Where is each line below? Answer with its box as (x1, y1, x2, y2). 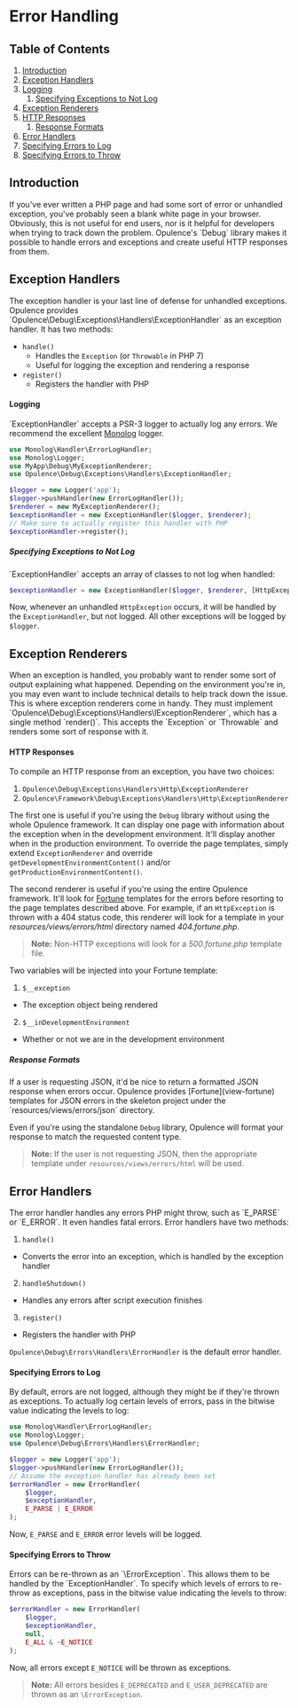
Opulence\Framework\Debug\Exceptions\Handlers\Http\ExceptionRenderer (21, 795, 289, 803)
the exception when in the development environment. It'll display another (9, 829, 276, 840)
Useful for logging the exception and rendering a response (35, 359, 250, 370)
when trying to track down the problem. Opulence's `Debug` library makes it (9, 227, 287, 238)
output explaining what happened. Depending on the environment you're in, (9, 679, 286, 690)
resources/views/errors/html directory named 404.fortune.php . (9, 921, 240, 932)
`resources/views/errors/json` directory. (9, 1105, 155, 1116)
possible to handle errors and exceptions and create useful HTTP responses (9, 237, 288, 247)
